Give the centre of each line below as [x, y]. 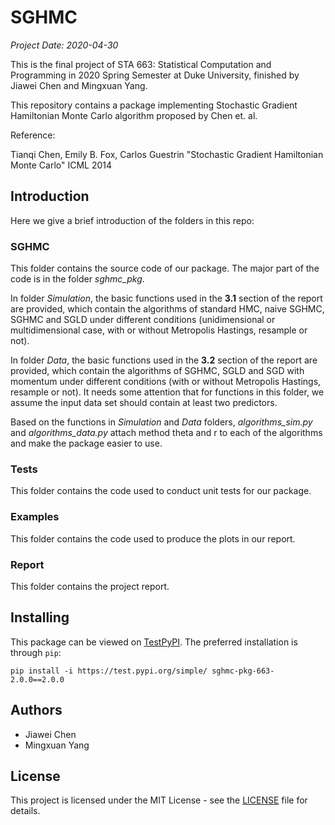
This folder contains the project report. [90, 586]
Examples [35, 517]
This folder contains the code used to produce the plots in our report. [153, 538]
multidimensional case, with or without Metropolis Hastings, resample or [159, 330]
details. [25, 811]
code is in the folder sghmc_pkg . [77, 279]
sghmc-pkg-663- [243, 671]
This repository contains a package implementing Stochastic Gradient [154, 105]
